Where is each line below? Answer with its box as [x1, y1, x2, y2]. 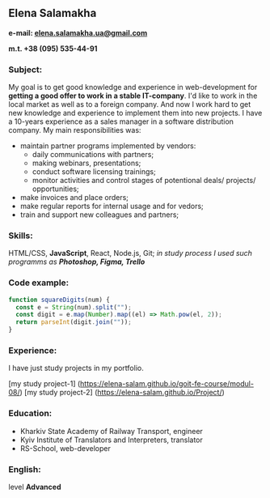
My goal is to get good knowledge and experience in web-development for [8, 83, 258, 92]
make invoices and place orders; [19, 193, 129, 202]
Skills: [8, 230, 34, 241]
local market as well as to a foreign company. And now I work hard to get [8, 100, 251, 109]
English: [8, 463, 42, 475]
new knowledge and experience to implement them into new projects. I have [8, 109, 263, 118]
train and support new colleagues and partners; [19, 210, 179, 219]
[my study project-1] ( [8, 379, 81, 389]
